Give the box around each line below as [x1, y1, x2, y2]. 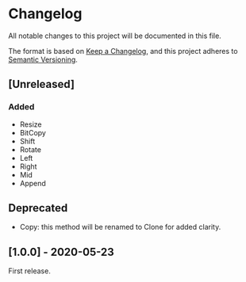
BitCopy [19, 128, 46, 137]
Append [19, 178, 46, 188]
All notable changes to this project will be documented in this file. [8, 31, 222, 40]
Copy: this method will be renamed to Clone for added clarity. [19, 223, 221, 232]
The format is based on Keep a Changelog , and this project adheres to [8, 46, 238, 55]
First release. [8, 266, 52, 276]
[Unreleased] [8, 78, 75, 91]
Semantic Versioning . [8, 55, 78, 64]
